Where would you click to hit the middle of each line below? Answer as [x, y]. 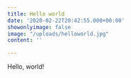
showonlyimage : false [39, 27]
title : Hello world [36, 14]
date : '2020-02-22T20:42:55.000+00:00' [66, 21]
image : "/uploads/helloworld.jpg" [58, 34]
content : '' [25, 40]
